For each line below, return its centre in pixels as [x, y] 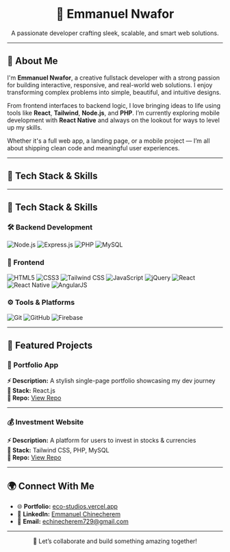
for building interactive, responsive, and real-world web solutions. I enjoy [110, 84]
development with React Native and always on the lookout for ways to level [114, 120]
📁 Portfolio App [33, 365]
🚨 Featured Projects [50, 346]
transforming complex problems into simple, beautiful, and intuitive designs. [114, 92]
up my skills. [25, 127]
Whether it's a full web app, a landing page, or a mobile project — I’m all [108, 141]
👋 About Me [33, 61]
